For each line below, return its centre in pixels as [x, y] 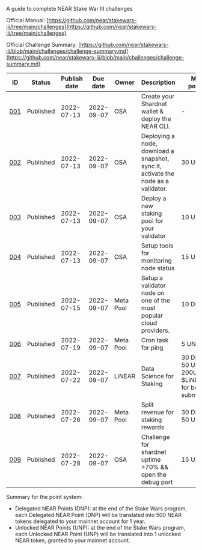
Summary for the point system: [44, 497]
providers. [155, 331]
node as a [155, 181]
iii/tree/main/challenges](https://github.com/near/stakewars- [81, 27]
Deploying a [158, 136]
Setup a [152, 278]
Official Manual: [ [27, 20]
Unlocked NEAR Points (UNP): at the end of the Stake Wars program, [100, 527]
